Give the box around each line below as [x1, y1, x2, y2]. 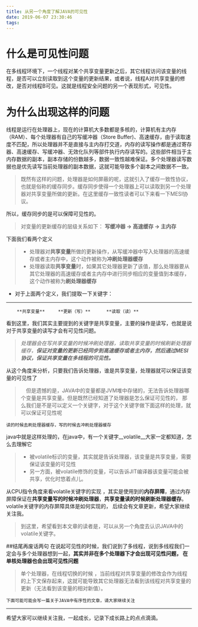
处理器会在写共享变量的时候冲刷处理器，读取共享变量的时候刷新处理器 [20, 340, 192, 347]
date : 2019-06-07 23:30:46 [6, 14, 72, 20]
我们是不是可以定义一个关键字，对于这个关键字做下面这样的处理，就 [25, 402, 192, 409]
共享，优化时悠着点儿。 [29, 476, 87, 483]
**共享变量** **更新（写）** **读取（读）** [16, 309, 139, 315]
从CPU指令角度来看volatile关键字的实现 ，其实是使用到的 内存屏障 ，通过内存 [6, 488, 191, 495]
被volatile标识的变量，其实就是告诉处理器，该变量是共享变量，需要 [29, 453, 192, 460]
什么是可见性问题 [6, 47, 90, 60]
